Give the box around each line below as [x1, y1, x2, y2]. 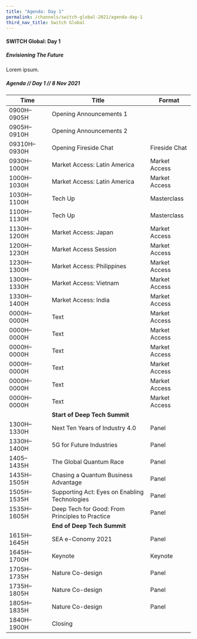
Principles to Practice [52, 512, 111, 520]
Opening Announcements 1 [52, 109, 128, 118]
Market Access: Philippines [52, 262, 127, 270]
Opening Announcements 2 [52, 127, 128, 135]
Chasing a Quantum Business [52, 471, 133, 479]
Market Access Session [52, 245, 117, 253]
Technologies [52, 495, 89, 503]
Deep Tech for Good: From [52, 504, 125, 512]
